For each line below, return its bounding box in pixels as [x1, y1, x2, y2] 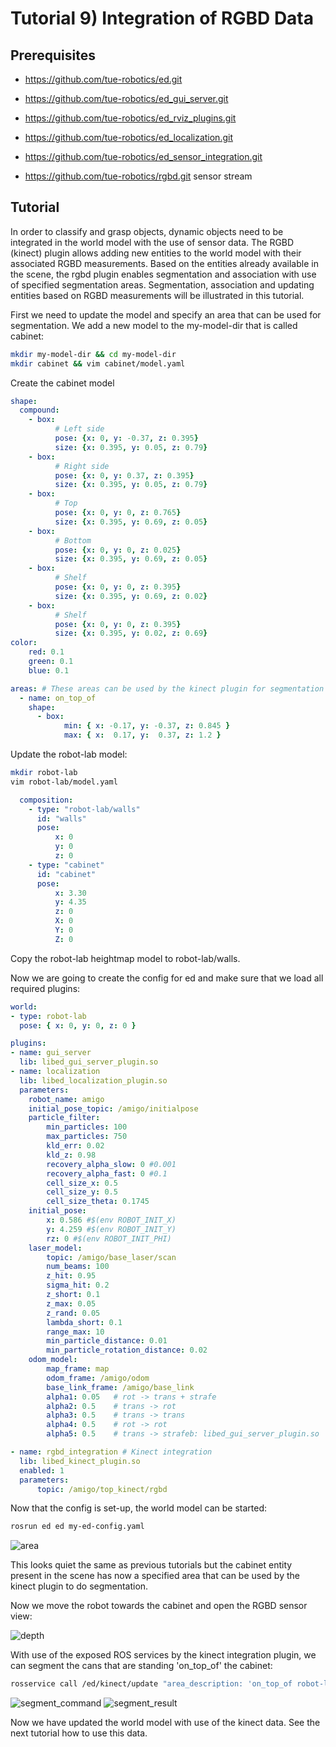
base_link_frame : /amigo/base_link [46, 1382, 195, 1392]
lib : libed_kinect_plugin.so [19, 1456, 141, 1466]
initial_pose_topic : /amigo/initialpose [28, 1103, 199, 1114]
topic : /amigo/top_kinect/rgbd [36, 1484, 168, 1494]
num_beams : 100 [46, 1262, 110, 1272]
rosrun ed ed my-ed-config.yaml [10, 1522, 145, 1532]
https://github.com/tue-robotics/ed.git [24, 73, 183, 85]
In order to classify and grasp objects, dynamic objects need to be [10, 225, 284, 237]
